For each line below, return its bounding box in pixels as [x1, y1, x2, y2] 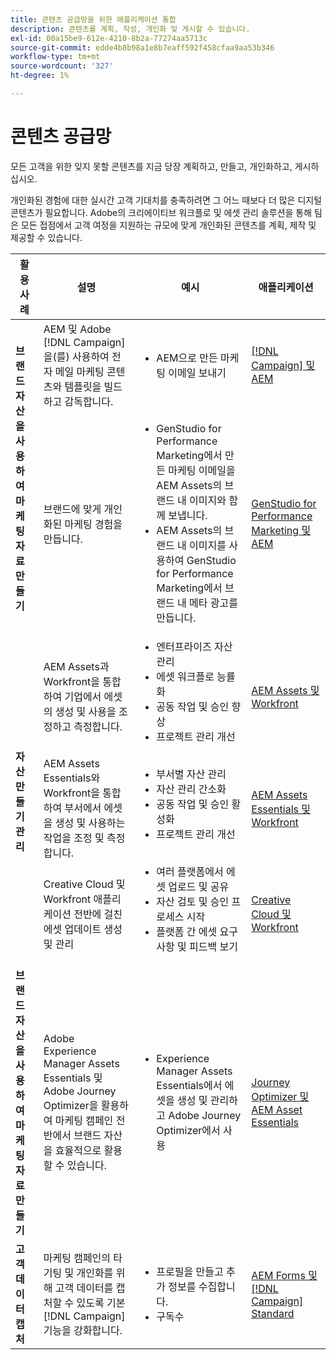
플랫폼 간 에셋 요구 [156, 924, 238, 938]
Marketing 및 [251, 523, 312, 537]
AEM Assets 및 [251, 683, 320, 697]
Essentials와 [43, 771, 101, 785]
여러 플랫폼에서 [156, 864, 224, 878]
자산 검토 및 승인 [156, 894, 230, 908]
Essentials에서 [156, 1078, 223, 1092]
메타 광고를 [189, 596, 238, 610]
